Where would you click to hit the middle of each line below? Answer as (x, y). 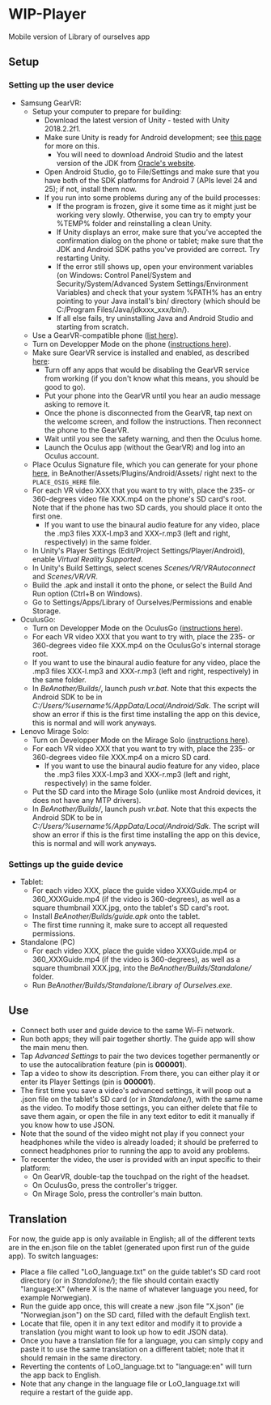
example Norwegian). (56, 1297)
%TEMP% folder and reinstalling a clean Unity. (134, 223)
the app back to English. (60, 1375)
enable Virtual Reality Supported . (87, 559)
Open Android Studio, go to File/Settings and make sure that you (152, 172)
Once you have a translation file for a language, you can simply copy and (142, 1340)
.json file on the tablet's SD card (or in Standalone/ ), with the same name (141, 1099)
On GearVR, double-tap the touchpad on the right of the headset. (141, 1177)
